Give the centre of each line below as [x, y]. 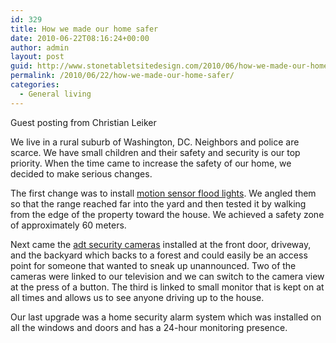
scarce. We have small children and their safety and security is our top [155, 152]
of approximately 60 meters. [68, 225]
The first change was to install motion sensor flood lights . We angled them [163, 193]
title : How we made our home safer [84, 29]
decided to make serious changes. [81, 173]
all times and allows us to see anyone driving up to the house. [137, 297]
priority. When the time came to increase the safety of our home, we [151, 163]
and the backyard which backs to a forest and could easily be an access [159, 255]
